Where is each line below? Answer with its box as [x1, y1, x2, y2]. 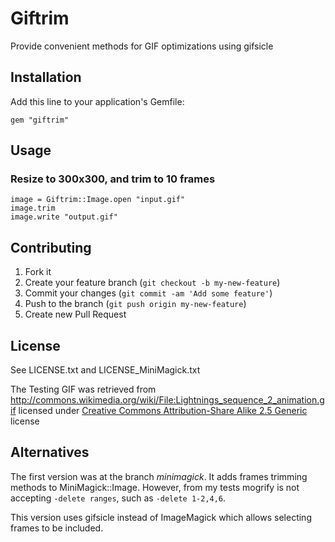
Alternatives [10, 444, 90, 461]
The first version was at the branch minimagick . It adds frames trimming [10, 470, 308, 482]
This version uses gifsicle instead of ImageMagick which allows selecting [10, 511, 312, 523]
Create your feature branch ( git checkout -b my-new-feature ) [24, 277, 281, 289]
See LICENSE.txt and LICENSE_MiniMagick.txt [10, 364, 201, 376]
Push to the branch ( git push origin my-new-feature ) [24, 298, 247, 310]
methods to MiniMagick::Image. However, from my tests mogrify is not [10, 481, 300, 493]
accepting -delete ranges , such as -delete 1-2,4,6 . [10, 492, 227, 504]
